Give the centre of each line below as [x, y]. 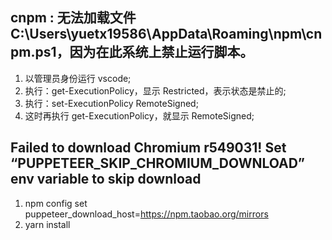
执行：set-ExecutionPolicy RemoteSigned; [111, 103]
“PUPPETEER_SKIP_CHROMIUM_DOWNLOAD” [158, 163]
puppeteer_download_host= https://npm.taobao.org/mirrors [146, 214]
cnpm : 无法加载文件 [73, 18]
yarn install [47, 224]
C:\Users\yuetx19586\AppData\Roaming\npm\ [158, 34]
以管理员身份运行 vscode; [78, 78]
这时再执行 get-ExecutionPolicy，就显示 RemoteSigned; [139, 115]
